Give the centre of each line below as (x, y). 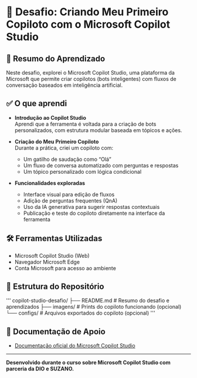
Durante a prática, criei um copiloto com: (64, 148)
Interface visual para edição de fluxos (69, 194)
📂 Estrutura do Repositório (55, 287)
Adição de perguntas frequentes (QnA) (70, 200)
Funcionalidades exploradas (50, 183)
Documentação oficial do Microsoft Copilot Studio (75, 346)
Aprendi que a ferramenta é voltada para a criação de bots (85, 124)
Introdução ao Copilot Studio (50, 117)
